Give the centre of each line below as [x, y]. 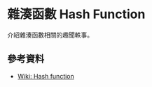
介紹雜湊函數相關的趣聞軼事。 [50, 35]
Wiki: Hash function [46, 76]
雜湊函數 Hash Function [76, 14]
